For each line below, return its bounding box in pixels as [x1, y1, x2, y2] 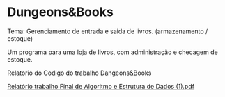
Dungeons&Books [7, 4, 114, 20]
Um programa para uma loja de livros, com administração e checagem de [7, 48, 218, 56]
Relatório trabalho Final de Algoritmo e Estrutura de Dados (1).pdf [7, 82, 195, 90]
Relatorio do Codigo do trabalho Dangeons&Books [7, 69, 152, 77]
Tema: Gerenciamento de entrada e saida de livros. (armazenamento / [7, 27, 208, 35]
